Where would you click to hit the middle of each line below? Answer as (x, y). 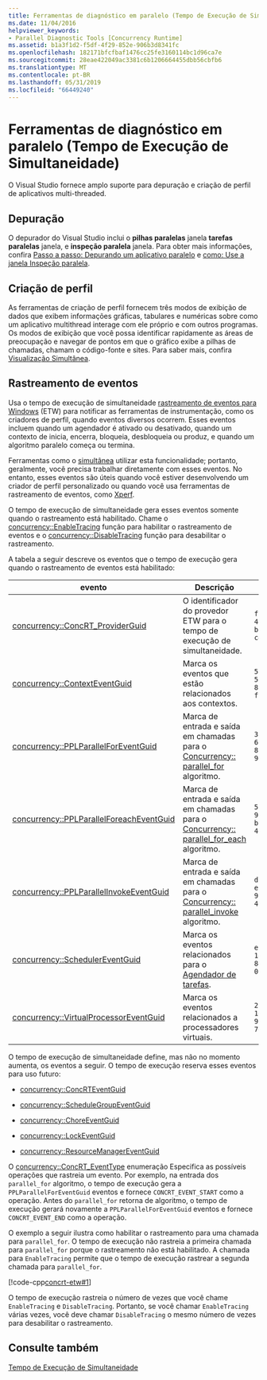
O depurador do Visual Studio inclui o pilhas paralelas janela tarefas (120, 238)
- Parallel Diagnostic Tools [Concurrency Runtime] (95, 38)
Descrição (214, 587)
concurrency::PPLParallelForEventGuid (85, 746)
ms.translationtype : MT (48, 68)
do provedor (205, 611)
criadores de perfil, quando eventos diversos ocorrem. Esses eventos (122, 419)
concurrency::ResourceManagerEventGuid (90, 1151)
